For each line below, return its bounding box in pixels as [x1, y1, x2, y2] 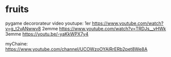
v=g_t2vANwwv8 [5, 25, 41, 31]
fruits [5, 4, 29, 15]
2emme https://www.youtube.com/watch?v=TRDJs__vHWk [42, 25, 166, 31]
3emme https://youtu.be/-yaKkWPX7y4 [5, 31, 89, 37]
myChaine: [5, 40, 28, 46]
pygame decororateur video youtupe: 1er [5, 20, 91, 26]
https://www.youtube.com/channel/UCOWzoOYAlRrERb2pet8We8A [5, 46, 148, 52]
